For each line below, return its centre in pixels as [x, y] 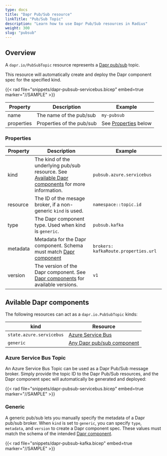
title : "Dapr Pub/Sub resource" [39, 14]
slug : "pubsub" [21, 33]
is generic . [47, 231]
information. [49, 191]
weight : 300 [17, 28]
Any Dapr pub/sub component [104, 343]
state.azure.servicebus [36, 335]
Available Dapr [51, 178]
